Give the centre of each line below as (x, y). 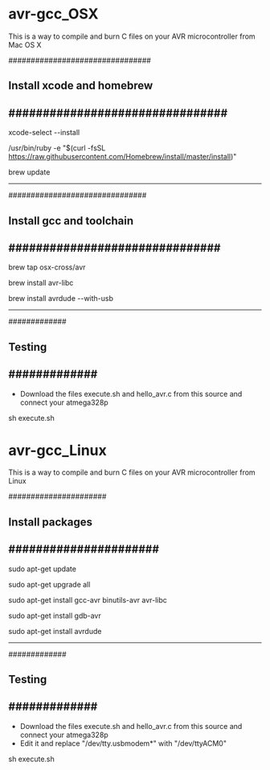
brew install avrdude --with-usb (61, 299)
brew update (29, 172)
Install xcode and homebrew (81, 86)
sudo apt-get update (42, 569)
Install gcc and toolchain (71, 221)
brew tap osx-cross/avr (47, 267)
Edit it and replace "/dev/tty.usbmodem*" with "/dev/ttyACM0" (123, 743)
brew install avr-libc (41, 283)
